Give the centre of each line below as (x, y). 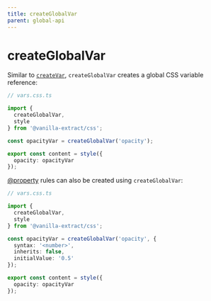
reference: (22, 83)
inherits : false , (39, 252)
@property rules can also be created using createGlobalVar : (95, 181)
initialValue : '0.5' (44, 259)
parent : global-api (36, 21)
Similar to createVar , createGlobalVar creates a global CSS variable (105, 75)
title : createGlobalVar (42, 14)
